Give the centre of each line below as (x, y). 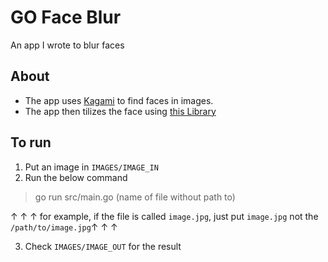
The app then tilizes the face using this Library (120, 111)
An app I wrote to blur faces (67, 45)
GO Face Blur (66, 17)
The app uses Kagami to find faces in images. (119, 100)
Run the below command (76, 177)
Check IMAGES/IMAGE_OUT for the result (103, 246)
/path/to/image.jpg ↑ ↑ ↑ (64, 227)
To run (31, 142)
